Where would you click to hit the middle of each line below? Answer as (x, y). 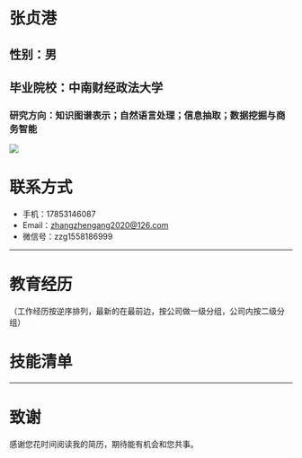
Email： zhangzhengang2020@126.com (95, 225)
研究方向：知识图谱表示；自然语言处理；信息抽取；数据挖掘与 (143, 115)
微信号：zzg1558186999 (67, 237)
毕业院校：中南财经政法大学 (86, 88)
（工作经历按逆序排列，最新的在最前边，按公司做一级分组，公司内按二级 (143, 312)
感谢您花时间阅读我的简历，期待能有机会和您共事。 (104, 445)
